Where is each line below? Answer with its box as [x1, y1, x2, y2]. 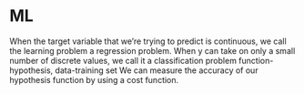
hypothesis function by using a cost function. [9, 74, 179, 85]
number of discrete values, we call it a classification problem [9, 55, 237, 66]
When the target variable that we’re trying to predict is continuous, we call [9, 36, 287, 47]
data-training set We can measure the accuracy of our [55, 65, 258, 76]
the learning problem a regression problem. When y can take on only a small [9, 45, 296, 56]
